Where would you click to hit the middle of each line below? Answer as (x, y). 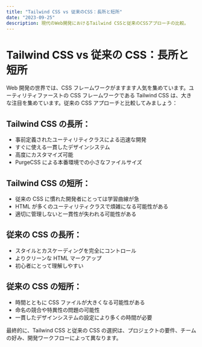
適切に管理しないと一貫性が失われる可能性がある (76, 214)
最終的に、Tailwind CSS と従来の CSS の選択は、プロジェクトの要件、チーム (101, 330)
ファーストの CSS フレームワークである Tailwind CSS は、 (109, 96)
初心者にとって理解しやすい (49, 265)
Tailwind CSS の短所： (48, 183)
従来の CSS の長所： (44, 235)
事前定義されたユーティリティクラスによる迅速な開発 (80, 140)
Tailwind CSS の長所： (48, 124)
